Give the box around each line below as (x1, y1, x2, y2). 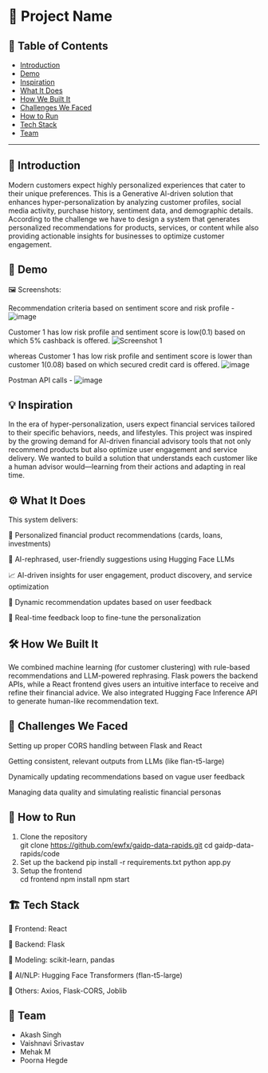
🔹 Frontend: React (8, 923, 68, 933)
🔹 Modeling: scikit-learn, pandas (8, 955, 116, 964)
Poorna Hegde (19, 1055, 68, 1065)
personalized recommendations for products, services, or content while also (8, 222, 259, 232)
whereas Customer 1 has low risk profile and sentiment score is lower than (8, 351, 253, 361)
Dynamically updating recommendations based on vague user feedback (8, 771, 246, 781)
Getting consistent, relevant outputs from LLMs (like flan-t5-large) (8, 756, 225, 766)
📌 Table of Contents (8, 39, 108, 53)
